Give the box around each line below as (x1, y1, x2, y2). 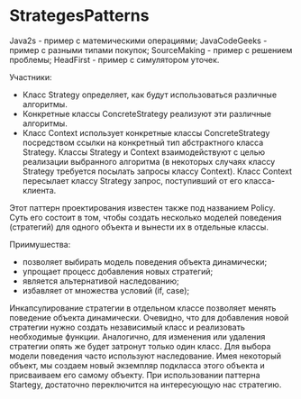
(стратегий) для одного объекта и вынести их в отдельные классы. (9, 222, 269, 232)
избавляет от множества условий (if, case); (22, 285, 190, 295)
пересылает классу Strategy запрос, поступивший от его (22, 175, 243, 186)
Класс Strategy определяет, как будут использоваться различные (22, 89, 278, 100)
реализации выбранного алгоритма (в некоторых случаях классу (22, 156, 276, 167)
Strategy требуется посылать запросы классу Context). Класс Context (22, 166, 293, 177)
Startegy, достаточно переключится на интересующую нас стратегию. (9, 379, 282, 390)
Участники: (9, 71, 52, 82)
